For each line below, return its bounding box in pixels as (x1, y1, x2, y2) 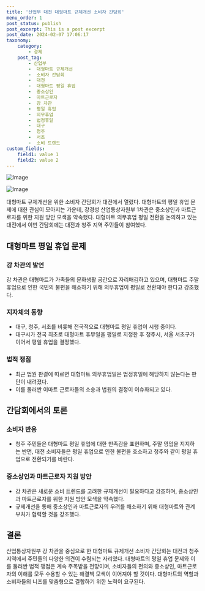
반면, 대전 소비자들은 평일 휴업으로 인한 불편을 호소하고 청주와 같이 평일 (21, 448, 192, 455)
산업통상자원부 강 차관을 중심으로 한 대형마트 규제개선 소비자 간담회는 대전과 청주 (6, 548, 199, 555)
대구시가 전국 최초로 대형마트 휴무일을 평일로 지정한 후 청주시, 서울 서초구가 (15, 331, 195, 338)
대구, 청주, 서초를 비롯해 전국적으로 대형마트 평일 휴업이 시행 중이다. (15, 323, 177, 331)
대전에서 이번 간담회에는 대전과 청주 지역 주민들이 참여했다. (6, 221, 147, 228)
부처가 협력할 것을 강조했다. (15, 510, 81, 518)
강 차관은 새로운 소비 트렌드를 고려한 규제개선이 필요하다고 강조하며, (15, 487, 177, 495)
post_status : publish (6, 20, 62, 26)
